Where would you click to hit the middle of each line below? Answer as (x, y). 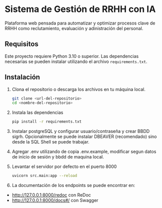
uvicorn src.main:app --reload (44, 176)
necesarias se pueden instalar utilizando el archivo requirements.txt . (76, 61)
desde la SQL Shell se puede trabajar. (50, 142)
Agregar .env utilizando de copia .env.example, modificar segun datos (84, 151)
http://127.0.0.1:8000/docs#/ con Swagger (55, 200)
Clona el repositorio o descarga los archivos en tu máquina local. (78, 89)
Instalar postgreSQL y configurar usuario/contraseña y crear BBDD (81, 131)
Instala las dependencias (37, 112)
